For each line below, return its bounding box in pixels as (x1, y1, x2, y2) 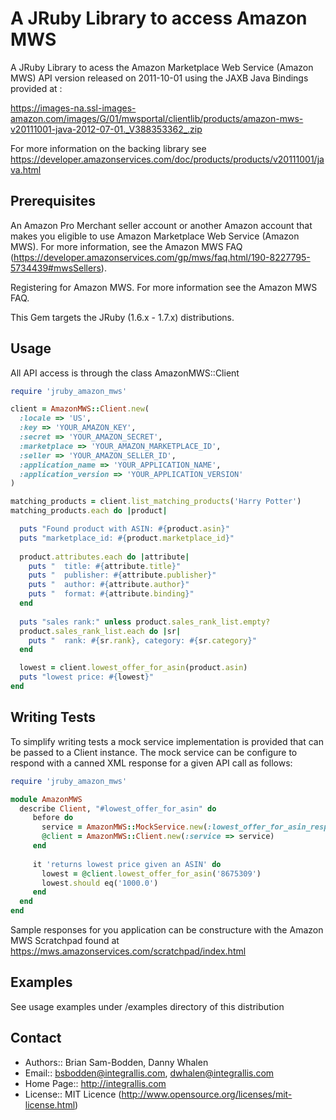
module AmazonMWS (10, 794, 83, 804)
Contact (10, 1030, 62, 1047)
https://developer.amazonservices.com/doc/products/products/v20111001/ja (10, 153, 325, 165)
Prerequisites (10, 193, 96, 210)
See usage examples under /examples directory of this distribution (10, 1000, 285, 1012)
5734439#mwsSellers (10, 262, 102, 274)
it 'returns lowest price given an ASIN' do (32, 859, 222, 869)
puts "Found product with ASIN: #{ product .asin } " (19, 524, 230, 534)
